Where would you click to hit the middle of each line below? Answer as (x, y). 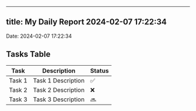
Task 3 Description (59, 99)
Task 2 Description (59, 89)
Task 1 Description (59, 80)
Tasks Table (28, 54)
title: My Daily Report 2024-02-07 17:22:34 (87, 22)
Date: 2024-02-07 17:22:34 (39, 36)
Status (99, 70)
